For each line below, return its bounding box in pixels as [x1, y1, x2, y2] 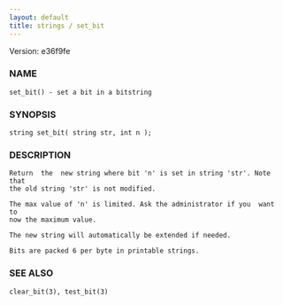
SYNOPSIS [9, 108, 57, 121]
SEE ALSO [9, 267, 54, 279]
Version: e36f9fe [9, 45, 71, 56]
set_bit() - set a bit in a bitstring [9, 88, 152, 97]
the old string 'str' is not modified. [9, 184, 157, 193]
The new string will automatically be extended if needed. [9, 231, 232, 240]
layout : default [9, 12, 69, 22]
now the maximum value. [9, 215, 97, 224]
